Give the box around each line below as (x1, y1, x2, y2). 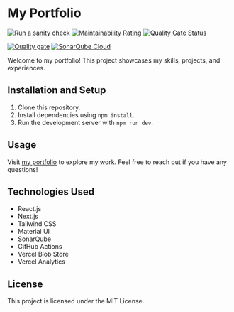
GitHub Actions (17, 242, 62, 251)
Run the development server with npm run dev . (17, 118, 154, 127)
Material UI (17, 227, 50, 236)
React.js (17, 205, 42, 213)
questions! (7, 165, 38, 173)
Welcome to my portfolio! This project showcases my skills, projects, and (7, 55, 221, 65)
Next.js (17, 212, 39, 221)
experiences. (7, 63, 46, 72)
